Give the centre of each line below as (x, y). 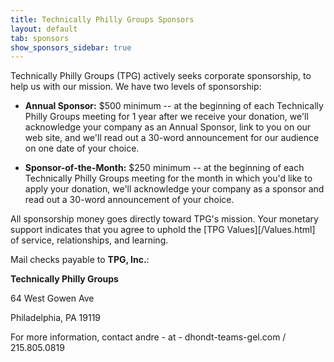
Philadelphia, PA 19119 (56, 318)
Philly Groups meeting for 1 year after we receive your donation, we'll (166, 117)
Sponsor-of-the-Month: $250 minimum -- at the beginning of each (164, 168)
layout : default (44, 29)
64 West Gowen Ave (52, 298)
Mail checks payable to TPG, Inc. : (80, 260)
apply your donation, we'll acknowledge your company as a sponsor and (174, 189)
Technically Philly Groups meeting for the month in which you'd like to (168, 178)
